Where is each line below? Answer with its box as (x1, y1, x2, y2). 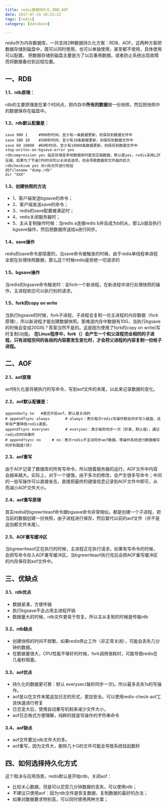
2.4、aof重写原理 (5, 497, 41, 503)
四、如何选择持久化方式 (5, 759, 77, 768)
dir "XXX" (5, 172, 26, 177)
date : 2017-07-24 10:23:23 (5, 12, 61, 17)
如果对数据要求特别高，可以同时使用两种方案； (12, 797, 108, 803)
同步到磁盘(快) (5, 443, 32, 448)
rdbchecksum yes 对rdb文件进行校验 (5, 163, 74, 169)
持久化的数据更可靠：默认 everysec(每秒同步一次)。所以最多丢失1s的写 (12, 681, 158, 687)
